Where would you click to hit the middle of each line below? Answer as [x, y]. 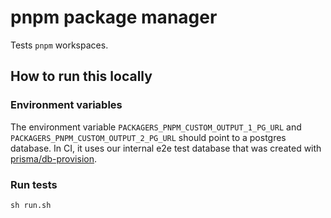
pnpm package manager [114, 17]
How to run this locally [81, 76]
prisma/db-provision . [53, 158]
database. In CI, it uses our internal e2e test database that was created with [166, 148]
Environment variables [66, 105]
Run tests [34, 184]
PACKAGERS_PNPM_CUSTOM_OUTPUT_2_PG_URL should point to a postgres [148, 137]
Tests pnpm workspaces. [59, 45]
